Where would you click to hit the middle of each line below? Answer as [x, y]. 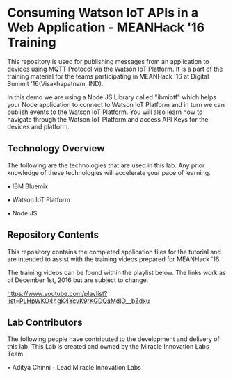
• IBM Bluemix [28, 186]
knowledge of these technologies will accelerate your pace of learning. [109, 172]
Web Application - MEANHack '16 [106, 27]
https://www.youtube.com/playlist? [57, 293]
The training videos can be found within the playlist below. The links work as [116, 272]
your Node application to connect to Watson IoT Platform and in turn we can [116, 104]
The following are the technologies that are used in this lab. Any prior [106, 165]
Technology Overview [56, 148]
